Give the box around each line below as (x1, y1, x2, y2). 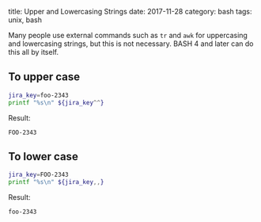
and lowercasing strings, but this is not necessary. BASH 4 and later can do (8, 39, 254, 48)
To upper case (8, 71, 81, 84)
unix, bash (8, 15, 42, 25)
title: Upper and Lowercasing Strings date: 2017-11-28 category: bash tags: (8, 7, 252, 16)
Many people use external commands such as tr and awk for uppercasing (8, 31, 248, 40)
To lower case (8, 150, 79, 163)
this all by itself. (8, 48, 59, 56)
